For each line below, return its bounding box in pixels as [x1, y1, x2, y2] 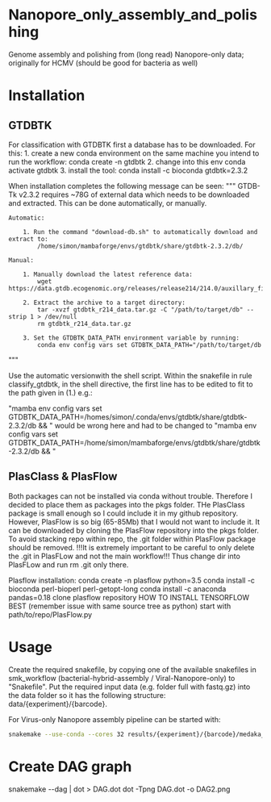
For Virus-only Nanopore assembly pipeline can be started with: [8, 714, 221, 724]
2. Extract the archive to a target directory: [23, 299, 186, 307]
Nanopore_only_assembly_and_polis [8, 6, 258, 24]
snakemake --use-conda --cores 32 [8, 730, 125, 738]
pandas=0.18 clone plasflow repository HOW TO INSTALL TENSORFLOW [8, 592, 250, 602]
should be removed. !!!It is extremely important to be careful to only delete [8, 542, 255, 552]
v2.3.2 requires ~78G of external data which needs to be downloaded [19, 190, 250, 199]
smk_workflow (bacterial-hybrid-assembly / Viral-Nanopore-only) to [8, 673, 236, 683]
